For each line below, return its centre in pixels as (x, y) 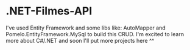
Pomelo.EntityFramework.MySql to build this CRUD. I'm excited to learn (95, 34)
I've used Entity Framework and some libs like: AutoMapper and (86, 28)
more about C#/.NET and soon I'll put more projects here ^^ (80, 40)
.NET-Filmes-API (49, 11)
